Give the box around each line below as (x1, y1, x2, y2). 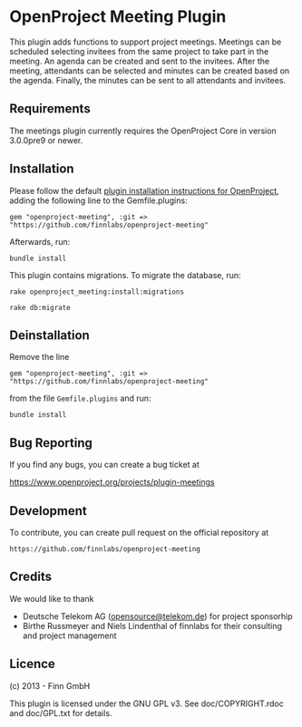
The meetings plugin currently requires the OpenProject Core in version (9, 125, 277, 136)
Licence (9, 656, 56, 672)
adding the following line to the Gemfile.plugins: (9, 195, 188, 206)
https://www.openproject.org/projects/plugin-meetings (9, 477, 215, 488)
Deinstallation (9, 327, 91, 343)
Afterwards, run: (9, 236, 71, 247)
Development (9, 503, 88, 519)
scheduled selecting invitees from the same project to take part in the (9, 45, 269, 56)
